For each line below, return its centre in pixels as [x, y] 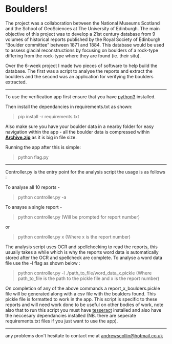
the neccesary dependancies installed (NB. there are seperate [71, 315]
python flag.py [33, 157]
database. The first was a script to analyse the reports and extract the [79, 71]
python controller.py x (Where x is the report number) [74, 236]
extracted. [16, 82]
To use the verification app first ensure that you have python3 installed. [81, 96]
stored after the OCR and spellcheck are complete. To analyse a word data [84, 257]
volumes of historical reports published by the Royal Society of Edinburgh [83, 39]
